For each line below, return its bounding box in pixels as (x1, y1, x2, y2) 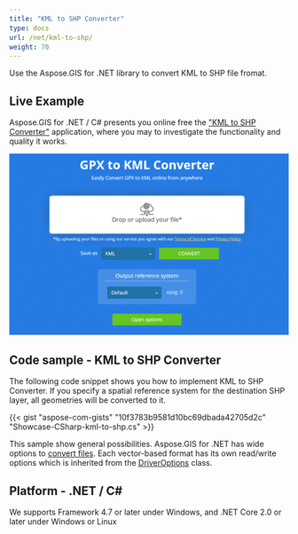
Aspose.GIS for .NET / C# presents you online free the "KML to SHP (9, 117, 256, 128)
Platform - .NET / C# (9, 483, 122, 499)
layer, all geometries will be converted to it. (9, 395, 167, 405)
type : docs (9, 23, 50, 33)
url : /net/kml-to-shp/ (9, 33, 93, 42)
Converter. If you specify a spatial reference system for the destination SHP (9, 386, 286, 397)
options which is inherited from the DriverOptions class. (9, 458, 213, 468)
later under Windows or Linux (9, 515, 117, 527)
